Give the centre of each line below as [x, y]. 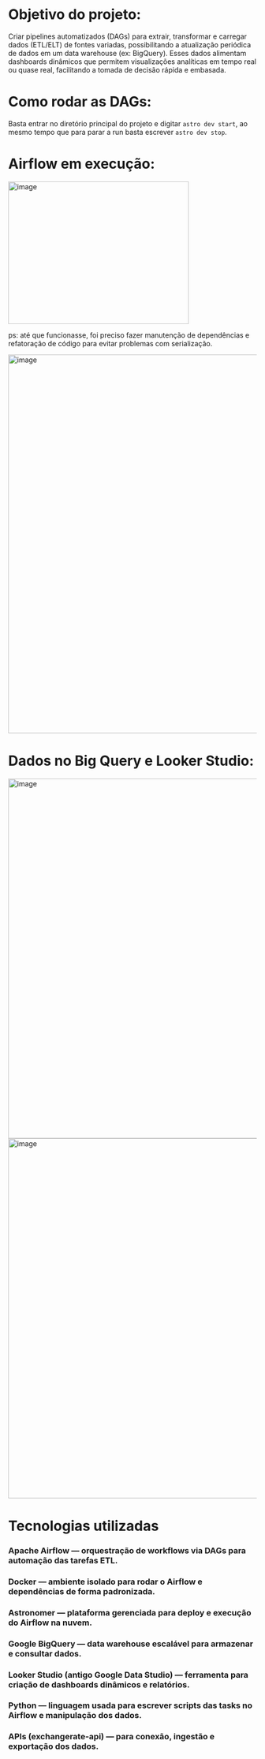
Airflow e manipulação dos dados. [75, 1716]
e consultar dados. [45, 1653]
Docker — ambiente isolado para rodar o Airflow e [105, 1582]
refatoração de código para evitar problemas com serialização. [110, 343]
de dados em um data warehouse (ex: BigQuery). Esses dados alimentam [127, 53]
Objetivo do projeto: [75, 15]
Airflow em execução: [82, 164]
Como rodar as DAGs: [80, 102]
